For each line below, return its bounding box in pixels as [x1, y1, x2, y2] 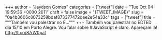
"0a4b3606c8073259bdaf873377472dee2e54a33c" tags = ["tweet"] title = [5, 14, 156, 20]
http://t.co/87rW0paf [5, 30, 46, 35]
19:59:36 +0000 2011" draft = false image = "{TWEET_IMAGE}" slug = [5, 9, 144, 15]
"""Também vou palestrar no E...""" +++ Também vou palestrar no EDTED [5, 19, 152, 25]
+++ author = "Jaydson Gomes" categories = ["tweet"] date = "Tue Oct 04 [5, 4, 153, 10]
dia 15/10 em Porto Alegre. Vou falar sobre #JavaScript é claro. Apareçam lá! [5, 25, 158, 30]
